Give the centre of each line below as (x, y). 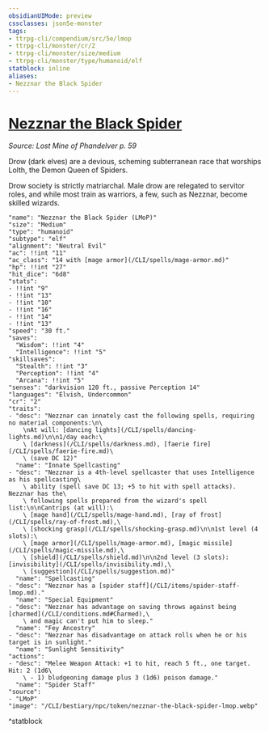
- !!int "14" (30, 317)
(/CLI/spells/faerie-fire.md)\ (61, 451)
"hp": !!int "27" (38, 268)
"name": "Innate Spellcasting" (68, 466)
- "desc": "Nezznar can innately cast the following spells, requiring (131, 416)
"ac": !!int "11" (38, 253)
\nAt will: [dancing (57, 430)
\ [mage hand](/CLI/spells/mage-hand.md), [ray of (110, 515)
